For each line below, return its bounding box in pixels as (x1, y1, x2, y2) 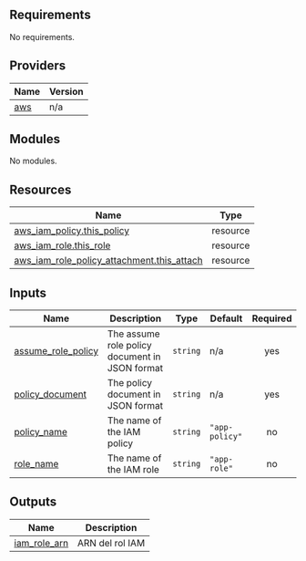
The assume (107, 327, 160, 340)
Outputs (9, 494, 57, 510)
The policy (107, 377, 153, 390)
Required (251, 312, 292, 325)
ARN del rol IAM (76, 536, 146, 549)
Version (48, 85, 84, 98)
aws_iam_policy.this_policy (14, 224, 130, 237)
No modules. (9, 155, 57, 167)
